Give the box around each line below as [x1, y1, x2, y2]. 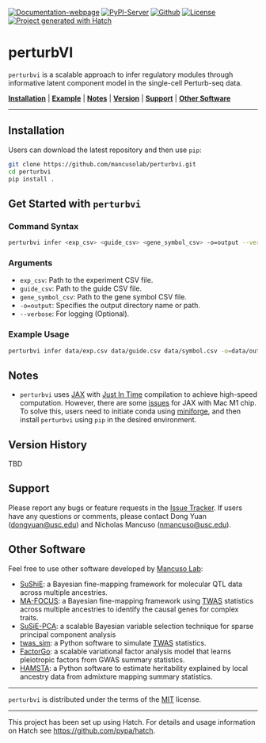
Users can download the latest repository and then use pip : [8, 145, 202, 154]
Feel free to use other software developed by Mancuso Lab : [8, 563, 203, 573]
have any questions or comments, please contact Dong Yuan [8, 511, 207, 520]
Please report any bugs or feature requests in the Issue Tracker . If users [8, 503, 243, 512]
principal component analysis [19, 630, 116, 639]
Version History [8, 438, 87, 452]
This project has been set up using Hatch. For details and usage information [8, 717, 256, 726]
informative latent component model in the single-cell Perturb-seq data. [8, 78, 243, 87]
